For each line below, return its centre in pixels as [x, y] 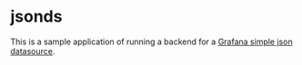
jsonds [36, 17]
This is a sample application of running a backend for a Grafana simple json [152, 42]
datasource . [33, 51]
